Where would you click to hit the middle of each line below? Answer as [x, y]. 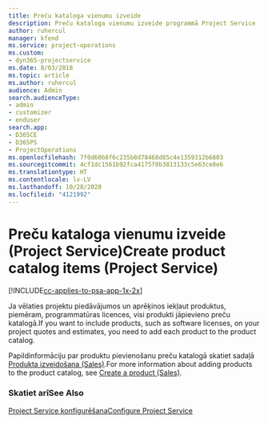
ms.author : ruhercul [43, 83]
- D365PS [23, 142]
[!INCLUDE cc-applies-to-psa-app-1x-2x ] [76, 290]
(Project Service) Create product [117, 251]
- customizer [30, 113]
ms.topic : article [39, 75]
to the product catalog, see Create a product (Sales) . [95, 373]
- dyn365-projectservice [50, 61]
